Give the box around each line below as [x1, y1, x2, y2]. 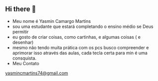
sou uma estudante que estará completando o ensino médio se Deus [12, 23, 154, 29]
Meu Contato [12, 60, 40, 66]
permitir [12, 28, 29, 35]
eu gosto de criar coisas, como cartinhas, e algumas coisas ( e [12, 34, 141, 40]
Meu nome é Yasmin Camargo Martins [12, 18, 91, 24]
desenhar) [12, 39, 34, 45]
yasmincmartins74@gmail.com [5, 70, 69, 76]
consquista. [12, 55, 37, 61]
